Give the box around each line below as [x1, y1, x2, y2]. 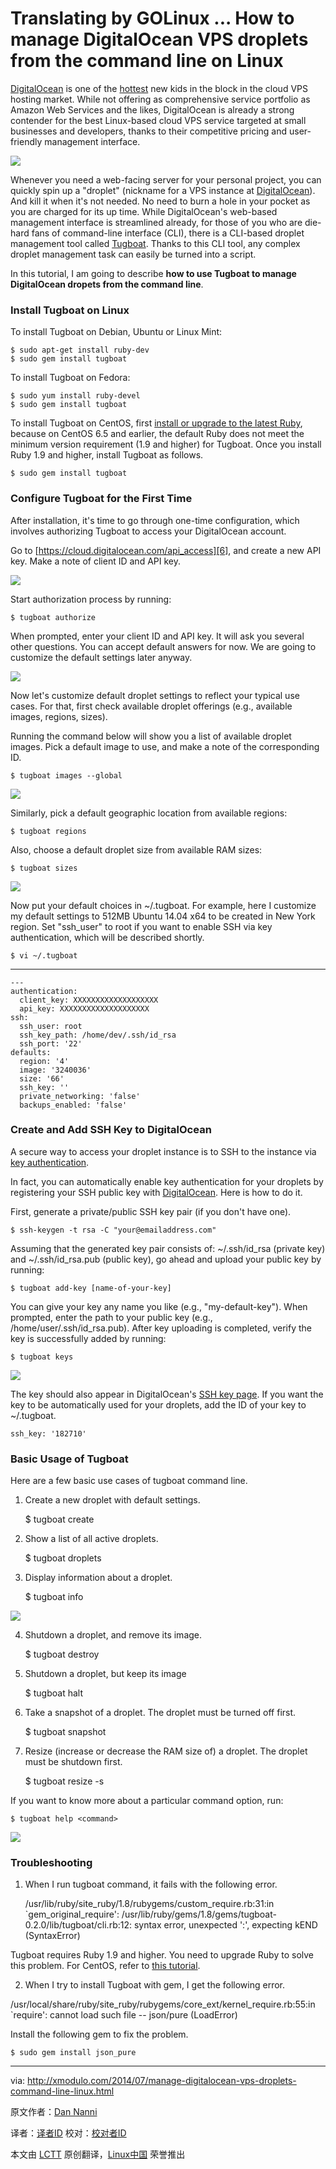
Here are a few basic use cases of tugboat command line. [10, 1475, 248, 1487]
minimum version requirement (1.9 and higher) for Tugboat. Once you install [10, 438, 322, 451]
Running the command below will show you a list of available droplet [10, 730, 292, 742]
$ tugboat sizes [10, 863, 78, 873]
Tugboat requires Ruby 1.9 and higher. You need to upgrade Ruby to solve [10, 1949, 314, 1961]
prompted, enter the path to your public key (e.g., [10, 1311, 213, 1323]
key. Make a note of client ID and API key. [10, 555, 181, 567]
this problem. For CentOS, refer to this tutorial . [10, 1960, 201, 1972]
